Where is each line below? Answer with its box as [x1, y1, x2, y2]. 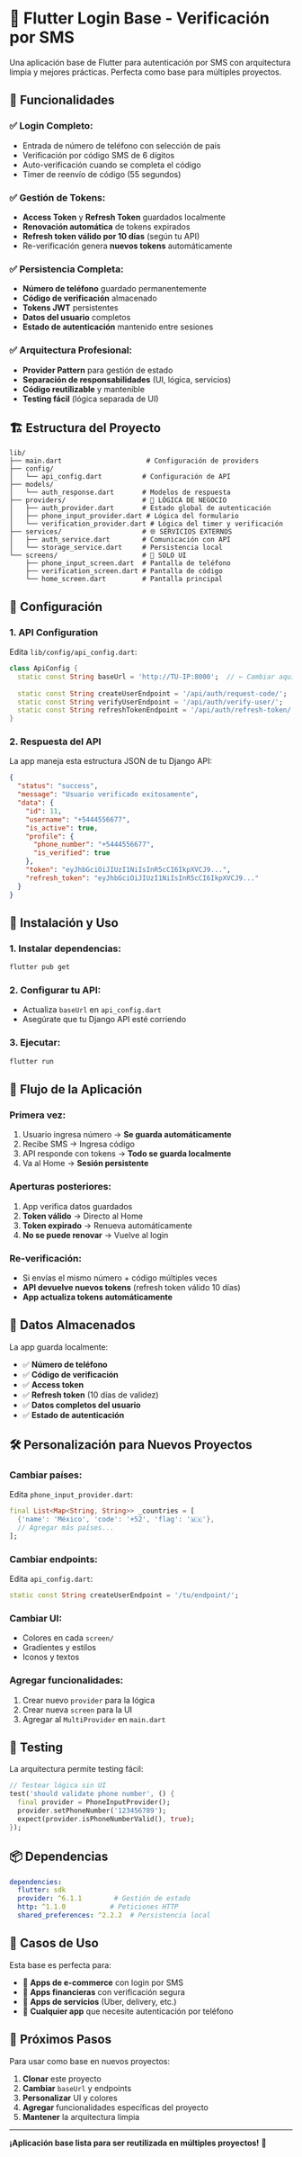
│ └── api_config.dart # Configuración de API [9, 472, 231, 481]
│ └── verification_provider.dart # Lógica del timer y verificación [9, 519, 283, 529]
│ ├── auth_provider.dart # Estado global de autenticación [9, 504, 271, 513]
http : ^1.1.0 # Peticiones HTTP [17, 1902, 179, 1911]
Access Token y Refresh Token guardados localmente [22, 211, 226, 222]
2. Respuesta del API [9, 735, 102, 748]
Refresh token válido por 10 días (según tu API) [22, 230, 200, 241]
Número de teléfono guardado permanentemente [22, 283, 207, 294]
